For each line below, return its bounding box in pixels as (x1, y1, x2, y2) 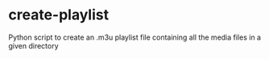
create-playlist (8, 6, 110, 24)
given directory (8, 40, 59, 50)
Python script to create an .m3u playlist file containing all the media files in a (8, 32, 262, 42)
